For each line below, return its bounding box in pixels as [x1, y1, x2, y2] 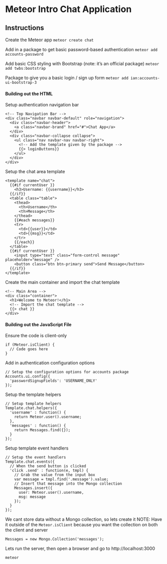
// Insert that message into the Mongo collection [14, 481, 122, 486]
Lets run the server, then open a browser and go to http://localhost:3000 [5, 545, 155, 551]
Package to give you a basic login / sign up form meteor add [5, 75, 129, 81]
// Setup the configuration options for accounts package [5, 370, 129, 375]
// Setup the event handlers [5, 455, 66, 460]
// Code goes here [10, 347, 49, 352]
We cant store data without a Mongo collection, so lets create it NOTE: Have [5, 516, 162, 522]
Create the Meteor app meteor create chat [5, 37, 94, 43]
